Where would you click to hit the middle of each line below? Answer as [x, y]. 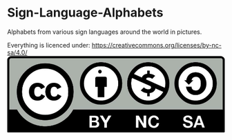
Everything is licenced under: [49, 45]
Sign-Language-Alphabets [85, 13]
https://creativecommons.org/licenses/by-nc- [157, 45]
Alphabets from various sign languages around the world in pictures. [105, 32]
